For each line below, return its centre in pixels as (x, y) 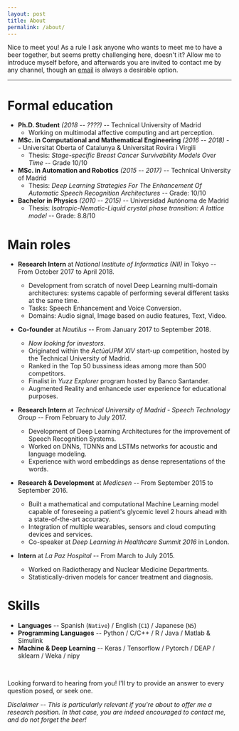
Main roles (39, 244)
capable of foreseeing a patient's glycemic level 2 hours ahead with (128, 512)
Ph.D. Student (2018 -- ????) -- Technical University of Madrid (109, 125)
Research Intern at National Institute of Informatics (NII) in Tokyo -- (117, 265)
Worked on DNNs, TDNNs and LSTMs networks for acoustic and (123, 447)
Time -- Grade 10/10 (58, 163)
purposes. (43, 396)
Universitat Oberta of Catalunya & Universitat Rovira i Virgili (109, 148)
